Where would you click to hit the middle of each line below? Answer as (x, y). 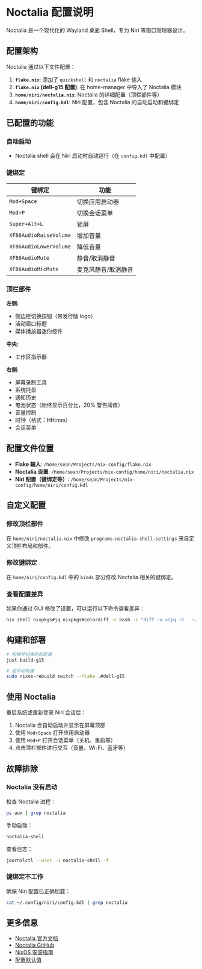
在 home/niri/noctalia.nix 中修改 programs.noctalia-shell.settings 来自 (98, 538)
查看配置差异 (25, 594)
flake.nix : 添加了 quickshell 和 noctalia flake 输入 (78, 80)
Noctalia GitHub (35, 945)
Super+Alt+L (26, 224)
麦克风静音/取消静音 (105, 269)
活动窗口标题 (31, 324)
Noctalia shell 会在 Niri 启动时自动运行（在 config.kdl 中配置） (93, 156)
